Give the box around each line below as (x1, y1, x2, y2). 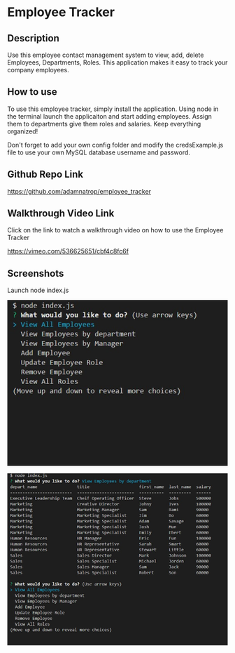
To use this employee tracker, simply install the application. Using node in (7, 105, 219, 113)
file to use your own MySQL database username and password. (7, 148, 191, 157)
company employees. (7, 66, 69, 74)
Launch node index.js (7, 286, 69, 295)
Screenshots (7, 268, 64, 279)
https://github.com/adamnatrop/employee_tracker (7, 187, 152, 195)
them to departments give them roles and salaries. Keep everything (7, 119, 201, 128)
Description (7, 32, 59, 44)
